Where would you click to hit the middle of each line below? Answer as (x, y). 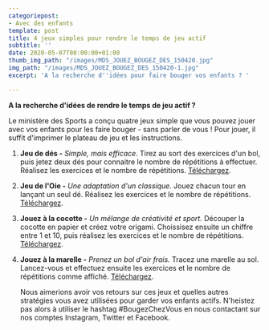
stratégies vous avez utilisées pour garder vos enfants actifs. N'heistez (137, 300)
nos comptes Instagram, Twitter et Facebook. (95, 317)
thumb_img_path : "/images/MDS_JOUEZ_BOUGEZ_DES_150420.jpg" (111, 61)
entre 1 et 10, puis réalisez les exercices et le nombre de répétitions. (132, 235)
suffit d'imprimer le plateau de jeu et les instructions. (96, 138)
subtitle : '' (30, 46)
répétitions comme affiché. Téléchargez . (87, 276)
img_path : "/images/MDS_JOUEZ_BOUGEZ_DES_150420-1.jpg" (104, 68)
